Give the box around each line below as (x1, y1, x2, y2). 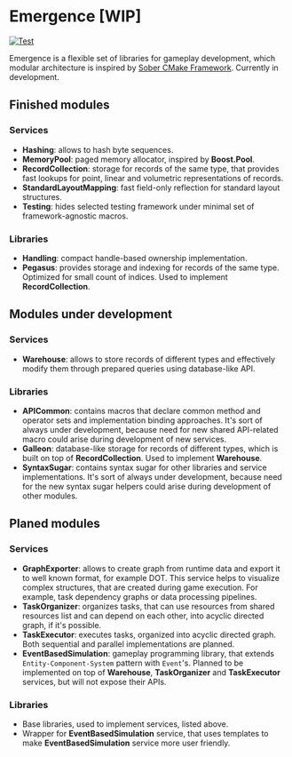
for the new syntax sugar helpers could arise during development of (21, 481, 272, 491)
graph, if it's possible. (21, 619, 102, 630)
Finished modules (9, 98, 110, 113)
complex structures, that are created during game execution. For (21, 582, 259, 593)
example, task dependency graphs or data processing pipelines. (21, 591, 257, 602)
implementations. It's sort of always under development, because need (21, 471, 282, 482)
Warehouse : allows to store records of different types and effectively (21, 354, 275, 364)
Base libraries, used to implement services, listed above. (21, 718, 229, 729)
